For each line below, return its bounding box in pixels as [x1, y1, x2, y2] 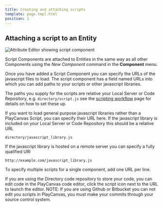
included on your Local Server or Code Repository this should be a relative [5, 121, 154, 127]
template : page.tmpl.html [5, 12, 57, 16]
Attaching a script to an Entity [5, 34, 97, 42]
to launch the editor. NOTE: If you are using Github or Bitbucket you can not [5, 186, 156, 192]
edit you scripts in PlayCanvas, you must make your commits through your [5, 191, 154, 197]
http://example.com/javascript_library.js [5, 158, 92, 163]
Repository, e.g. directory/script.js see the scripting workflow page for [5, 96, 151, 102]
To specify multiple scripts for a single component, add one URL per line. [5, 167, 151, 173]
